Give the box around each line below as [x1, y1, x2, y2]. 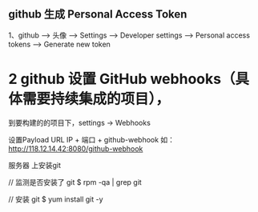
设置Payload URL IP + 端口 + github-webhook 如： [8, 134, 175, 144]
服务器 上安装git [8, 160, 62, 170]
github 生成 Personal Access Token [8, 7, 187, 22]
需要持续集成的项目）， [22, 90, 171, 108]
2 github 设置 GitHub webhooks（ [8, 70, 236, 88]
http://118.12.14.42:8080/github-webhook [8, 143, 143, 154]
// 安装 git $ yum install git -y [8, 194, 103, 204]
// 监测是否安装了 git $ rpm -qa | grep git [8, 177, 142, 186]
